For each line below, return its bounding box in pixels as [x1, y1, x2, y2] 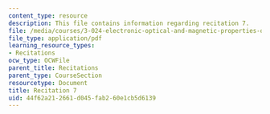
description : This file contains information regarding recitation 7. [8, 19, 250, 27]
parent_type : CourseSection [8, 71, 103, 79]
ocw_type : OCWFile [8, 57, 70, 65]
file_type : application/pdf [8, 34, 103, 43]
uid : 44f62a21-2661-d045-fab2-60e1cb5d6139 [8, 94, 157, 102]
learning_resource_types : [8, 42, 95, 50]
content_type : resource [8, 11, 88, 20]
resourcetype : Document [8, 79, 88, 87]
